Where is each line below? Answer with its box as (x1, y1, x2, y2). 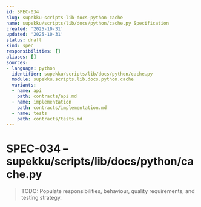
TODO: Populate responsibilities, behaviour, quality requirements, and (21, 188, 195, 195)
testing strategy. (21, 194, 62, 202)
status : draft (6, 37, 42, 43)
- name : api (12, 88, 42, 94)
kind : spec (6, 43, 34, 49)
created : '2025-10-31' (6, 25, 64, 32)
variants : (12, 82, 36, 88)
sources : (6, 59, 28, 65)
